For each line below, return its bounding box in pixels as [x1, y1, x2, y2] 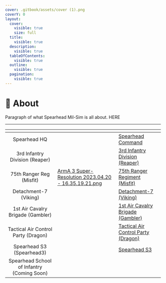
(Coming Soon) [12, 270, 48, 277]
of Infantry [18, 263, 42, 270]
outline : [9, 62, 28, 67]
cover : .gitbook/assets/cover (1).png [5, 7, 85, 12]
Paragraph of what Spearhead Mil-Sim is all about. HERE [5, 114, 120, 120]
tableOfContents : [9, 53, 45, 58]
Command [118, 139, 143, 146]
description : [9, 44, 37, 49]
